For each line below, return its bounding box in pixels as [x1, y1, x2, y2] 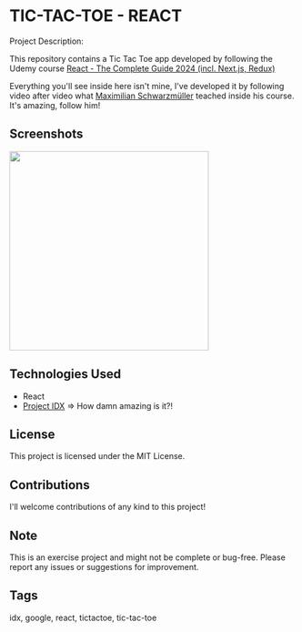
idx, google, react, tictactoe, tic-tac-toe [9, 612, 157, 623]
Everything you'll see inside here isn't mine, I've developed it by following [9, 80, 285, 91]
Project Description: [9, 36, 85, 46]
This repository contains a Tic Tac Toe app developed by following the [9, 53, 273, 64]
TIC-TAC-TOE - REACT [9, 5, 183, 26]
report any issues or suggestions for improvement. [9, 562, 199, 572]
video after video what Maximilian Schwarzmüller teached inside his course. [9, 90, 295, 101]
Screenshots [9, 127, 84, 142]
